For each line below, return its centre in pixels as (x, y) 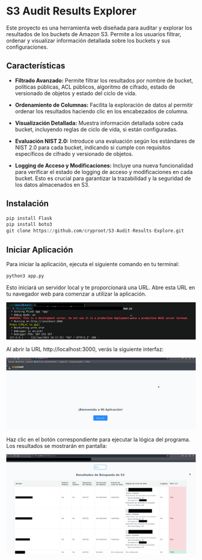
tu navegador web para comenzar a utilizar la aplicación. (76, 294)
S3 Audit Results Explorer (72, 11)
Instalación (28, 204)
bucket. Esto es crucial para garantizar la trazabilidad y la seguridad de (103, 178)
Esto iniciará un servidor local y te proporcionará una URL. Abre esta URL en (101, 287)
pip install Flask (29, 218)
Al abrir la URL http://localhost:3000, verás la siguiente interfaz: (85, 349)
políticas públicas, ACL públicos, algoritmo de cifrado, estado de (95, 87)
